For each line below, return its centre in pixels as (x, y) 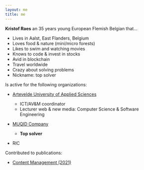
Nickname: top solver (34, 75)
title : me (15, 14)
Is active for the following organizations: (46, 84)
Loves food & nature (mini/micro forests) (54, 43)
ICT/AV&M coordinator (42, 104)
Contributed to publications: (34, 153)
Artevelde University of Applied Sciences (54, 94)
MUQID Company (30, 124)
